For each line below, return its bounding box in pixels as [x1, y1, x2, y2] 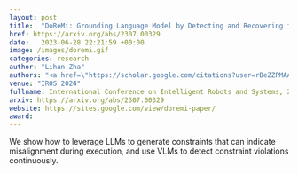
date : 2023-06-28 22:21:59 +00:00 [9, 37, 145, 47]
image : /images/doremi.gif [9, 46, 109, 55]
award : [9, 112, 34, 121]
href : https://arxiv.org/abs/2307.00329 [9, 29, 161, 38]
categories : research [9, 54, 90, 63]
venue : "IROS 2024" [9, 79, 82, 88]
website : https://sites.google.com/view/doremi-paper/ [9, 104, 216, 113]
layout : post [9, 12, 58, 22]
